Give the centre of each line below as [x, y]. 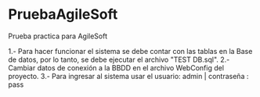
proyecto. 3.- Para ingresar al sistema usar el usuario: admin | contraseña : [128, 76]
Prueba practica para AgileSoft [58, 36]
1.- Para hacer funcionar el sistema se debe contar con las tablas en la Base [130, 51]
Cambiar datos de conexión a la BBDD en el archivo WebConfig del [116, 67]
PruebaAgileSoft [63, 14]
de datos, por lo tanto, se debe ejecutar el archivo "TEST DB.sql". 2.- [119, 59]
